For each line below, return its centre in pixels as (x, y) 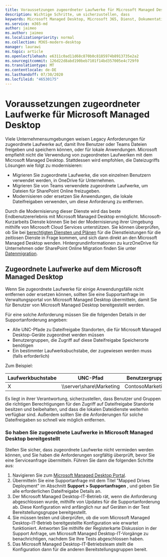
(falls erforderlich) (31, 356)
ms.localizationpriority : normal (40, 38)
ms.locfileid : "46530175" (32, 79)
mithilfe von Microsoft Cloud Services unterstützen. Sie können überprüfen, (83, 227)
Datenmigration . (22, 253)
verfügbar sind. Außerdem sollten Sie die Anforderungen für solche (74, 415)
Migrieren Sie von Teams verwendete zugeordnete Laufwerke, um (80, 185)
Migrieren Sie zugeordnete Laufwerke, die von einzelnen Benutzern (82, 175)
